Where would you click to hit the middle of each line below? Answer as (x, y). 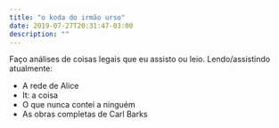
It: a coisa (40, 95)
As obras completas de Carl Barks (85, 114)
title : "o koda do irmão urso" (67, 17)
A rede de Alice (50, 86)
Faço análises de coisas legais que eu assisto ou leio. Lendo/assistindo (139, 60)
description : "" (39, 34)
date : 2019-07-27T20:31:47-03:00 (71, 26)
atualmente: (31, 68)
